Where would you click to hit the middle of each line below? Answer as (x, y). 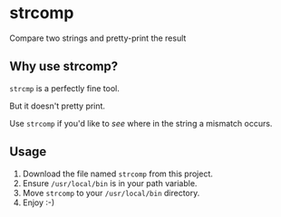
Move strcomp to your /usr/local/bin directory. (111, 193)
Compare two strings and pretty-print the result (98, 38)
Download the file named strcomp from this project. (117, 174)
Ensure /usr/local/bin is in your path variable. (110, 183)
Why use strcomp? (64, 66)
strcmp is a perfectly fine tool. (65, 88)
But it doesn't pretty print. (58, 106)
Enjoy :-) (39, 203)
